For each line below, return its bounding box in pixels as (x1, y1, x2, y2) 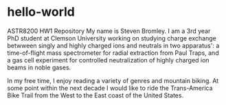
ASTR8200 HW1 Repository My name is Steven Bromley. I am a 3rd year (7, 27, 211, 35)
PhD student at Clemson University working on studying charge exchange (7, 34, 216, 42)
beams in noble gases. (7, 63, 71, 71)
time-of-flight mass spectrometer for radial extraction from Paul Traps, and (7, 49, 219, 57)
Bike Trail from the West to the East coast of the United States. (7, 91, 184, 100)
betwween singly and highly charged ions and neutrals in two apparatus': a (7, 41, 220, 49)
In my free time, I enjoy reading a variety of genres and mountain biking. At (7, 76, 219, 84)
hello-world (7, 4, 76, 20)
